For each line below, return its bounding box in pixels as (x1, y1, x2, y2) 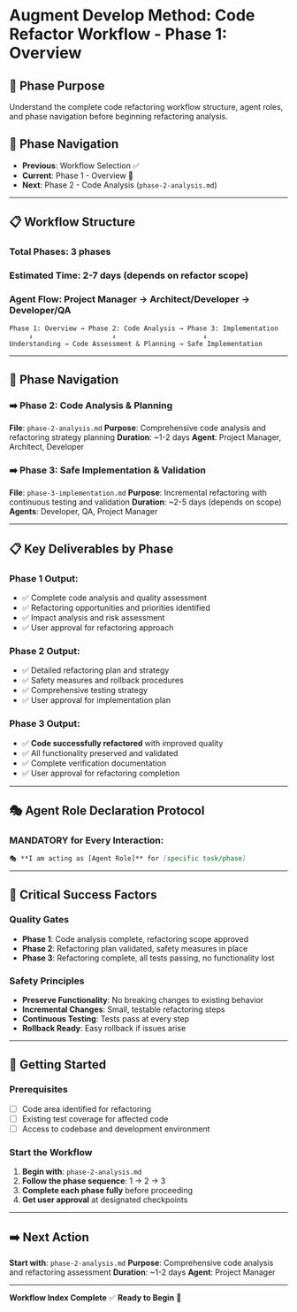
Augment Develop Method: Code (9, 5, 255, 26)
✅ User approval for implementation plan (21, 695, 171, 706)
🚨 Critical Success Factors (9, 887, 157, 902)
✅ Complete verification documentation (21, 758, 166, 768)
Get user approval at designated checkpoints (21, 1194, 188, 1205)
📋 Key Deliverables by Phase (9, 541, 174, 556)
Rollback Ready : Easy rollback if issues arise (21, 1023, 187, 1034)
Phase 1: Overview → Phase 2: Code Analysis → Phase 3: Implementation (9, 324, 278, 333)
